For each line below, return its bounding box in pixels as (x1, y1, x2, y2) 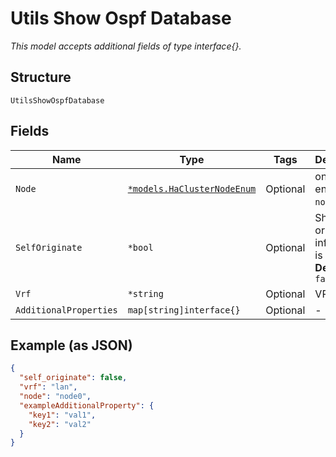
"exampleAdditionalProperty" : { (19, 400, 155, 411)
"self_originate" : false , (19, 373, 128, 383)
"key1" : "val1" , (28, 410, 97, 420)
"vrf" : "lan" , (19, 382, 78, 392)
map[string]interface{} (127, 304, 241, 316)
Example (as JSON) (10, 337, 133, 354)
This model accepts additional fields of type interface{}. (10, 40, 242, 52)
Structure (10, 69, 72, 86)
